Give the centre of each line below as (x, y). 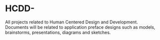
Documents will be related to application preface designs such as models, (80, 27)
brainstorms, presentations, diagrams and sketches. (58, 32)
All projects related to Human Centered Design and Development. (72, 22)
